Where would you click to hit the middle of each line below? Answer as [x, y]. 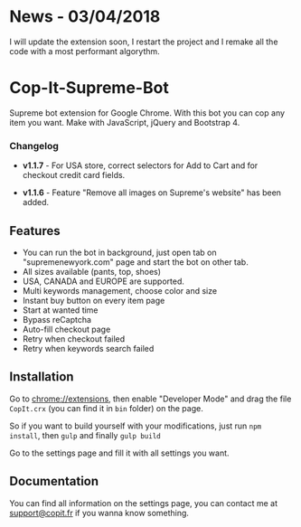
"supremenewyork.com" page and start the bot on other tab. [135, 262]
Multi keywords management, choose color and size [120, 290]
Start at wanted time [60, 310]
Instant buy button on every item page [94, 300]
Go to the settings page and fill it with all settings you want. [119, 453]
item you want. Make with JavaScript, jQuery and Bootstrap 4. [125, 122]
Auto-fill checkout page [66, 329]
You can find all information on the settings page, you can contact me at [144, 503]
